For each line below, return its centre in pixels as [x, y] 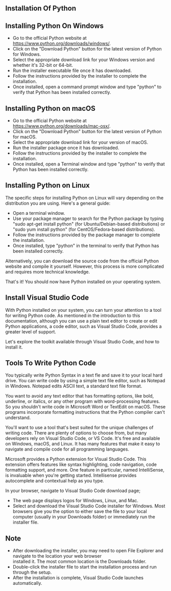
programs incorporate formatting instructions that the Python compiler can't [85, 412]
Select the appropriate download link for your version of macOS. [80, 142]
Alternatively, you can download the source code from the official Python [82, 261]
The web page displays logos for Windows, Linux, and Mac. [76, 501]
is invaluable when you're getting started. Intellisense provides [71, 475]
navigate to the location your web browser [57, 556]
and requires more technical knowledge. [48, 272]
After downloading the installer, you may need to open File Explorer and [88, 551]
